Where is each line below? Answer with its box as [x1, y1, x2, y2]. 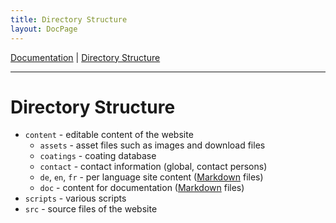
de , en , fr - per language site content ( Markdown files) [39, 171, 264, 183]
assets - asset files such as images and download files [39, 139, 266, 151]
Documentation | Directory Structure [10, 51, 161, 63]
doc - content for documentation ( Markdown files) [39, 182, 245, 194]
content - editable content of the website [24, 129, 194, 141]
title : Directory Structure [10, 14, 128, 25]
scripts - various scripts [24, 192, 127, 205]
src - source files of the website [24, 203, 158, 215]
